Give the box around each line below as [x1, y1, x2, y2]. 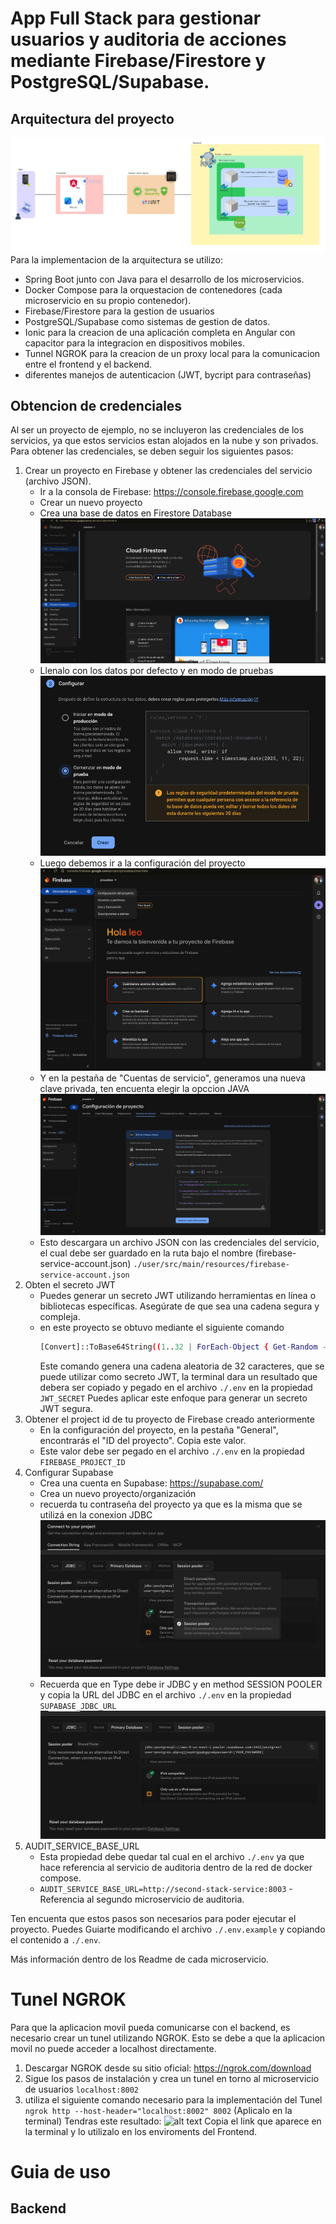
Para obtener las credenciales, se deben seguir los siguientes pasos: [10, 445, 294, 457]
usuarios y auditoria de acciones [10, 28, 287, 51]
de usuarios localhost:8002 [24, 2083, 140, 2095]
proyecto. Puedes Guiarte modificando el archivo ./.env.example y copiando [10, 1923, 326, 1935]
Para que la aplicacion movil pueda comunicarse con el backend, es [10, 2021, 291, 2033]
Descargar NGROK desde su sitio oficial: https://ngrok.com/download [24, 2062, 312, 2074]
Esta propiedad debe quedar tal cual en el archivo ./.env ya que [39, 1850, 305, 1862]
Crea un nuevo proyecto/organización [39, 1488, 197, 1500]
